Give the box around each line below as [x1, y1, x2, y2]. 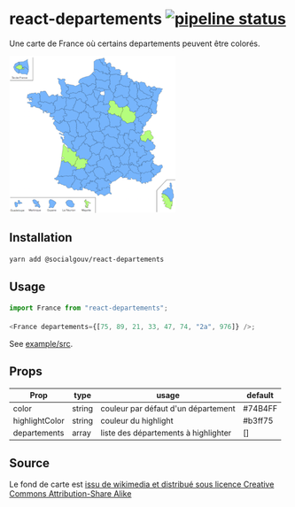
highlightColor [12, 415, 65, 426]
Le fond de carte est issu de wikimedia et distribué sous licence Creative [9, 479, 275, 490]
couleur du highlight [100, 415, 174, 426]
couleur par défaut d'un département [100, 403, 237, 413]
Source [9, 456, 50, 471]
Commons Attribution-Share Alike [9, 488, 132, 499]
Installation [9, 230, 73, 245]
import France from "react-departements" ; [9, 303, 168, 313]
